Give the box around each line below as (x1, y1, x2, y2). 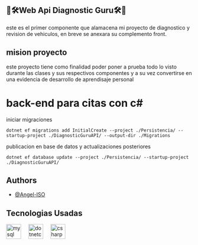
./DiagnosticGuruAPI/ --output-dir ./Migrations (48, 132, 170, 138)
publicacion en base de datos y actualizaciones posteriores (6, 143, 151, 150)
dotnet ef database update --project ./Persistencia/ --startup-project (6, 154, 189, 160)
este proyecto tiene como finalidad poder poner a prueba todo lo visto (6, 63, 177, 70)
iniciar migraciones (6, 116, 53, 123)
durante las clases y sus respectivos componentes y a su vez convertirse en (6, 69, 192, 76)
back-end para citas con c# (6, 96, 144, 110)
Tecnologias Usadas (6, 208, 83, 218)
